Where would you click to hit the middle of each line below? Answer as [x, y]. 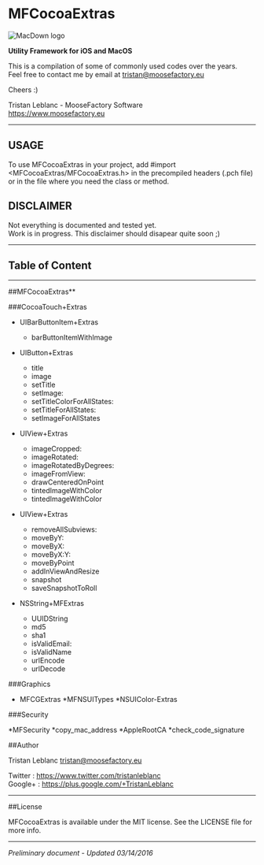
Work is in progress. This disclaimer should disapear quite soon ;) [114, 233]
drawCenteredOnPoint [68, 482]
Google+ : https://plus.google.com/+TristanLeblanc [91, 784]
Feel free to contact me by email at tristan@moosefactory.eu [106, 74]
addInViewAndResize [65, 571]
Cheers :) [23, 89]
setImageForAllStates [66, 418]
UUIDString [49, 618]
